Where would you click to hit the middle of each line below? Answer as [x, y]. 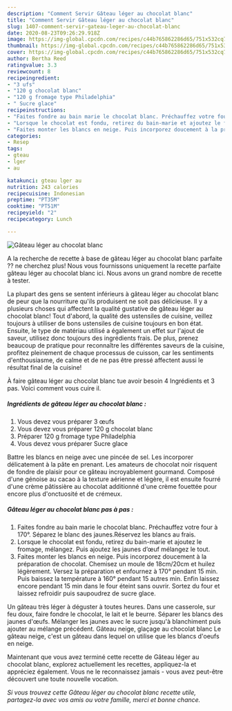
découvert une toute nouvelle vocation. [63, 678]
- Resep [18, 143]
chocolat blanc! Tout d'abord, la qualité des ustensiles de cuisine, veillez [110, 316]
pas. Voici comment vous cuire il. [54, 388]
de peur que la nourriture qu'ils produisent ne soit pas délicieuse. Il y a [107, 301]
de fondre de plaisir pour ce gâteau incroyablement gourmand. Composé [111, 471]
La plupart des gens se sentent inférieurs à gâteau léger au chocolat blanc [113, 294]
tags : [15, 149]
